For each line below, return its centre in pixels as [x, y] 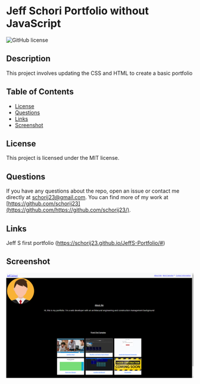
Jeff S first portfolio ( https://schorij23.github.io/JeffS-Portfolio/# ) [86, 243]
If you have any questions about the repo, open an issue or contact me [93, 191]
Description [28, 59]
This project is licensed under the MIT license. [63, 158]
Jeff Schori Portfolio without [78, 11]
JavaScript [34, 23]
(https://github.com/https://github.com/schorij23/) [68, 210]
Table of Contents [40, 92]
